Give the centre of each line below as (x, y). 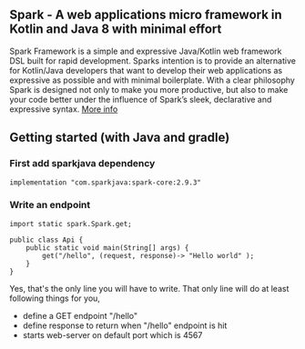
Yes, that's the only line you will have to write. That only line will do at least (149, 288)
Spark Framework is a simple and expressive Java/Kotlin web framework (146, 51)
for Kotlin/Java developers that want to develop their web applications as (146, 70)
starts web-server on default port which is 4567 (112, 334)
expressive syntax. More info (64, 109)
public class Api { (46, 240)
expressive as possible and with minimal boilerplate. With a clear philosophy (152, 80)
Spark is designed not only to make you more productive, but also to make (149, 89)
